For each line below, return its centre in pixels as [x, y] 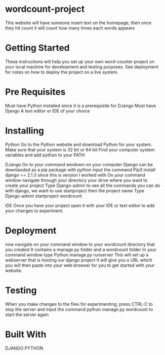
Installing [25, 131]
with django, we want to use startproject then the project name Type [75, 190]
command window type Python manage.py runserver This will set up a [77, 254]
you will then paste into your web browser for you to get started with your [80, 265]
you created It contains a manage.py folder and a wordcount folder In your [81, 249]
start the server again [27, 315]
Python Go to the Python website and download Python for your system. [79, 144]
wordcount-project [45, 9]
